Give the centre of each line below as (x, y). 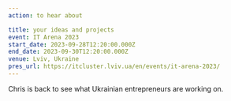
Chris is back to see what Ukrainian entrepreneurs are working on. (116, 88)
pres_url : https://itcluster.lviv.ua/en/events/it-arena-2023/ (114, 67)
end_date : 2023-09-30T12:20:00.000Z (68, 52)
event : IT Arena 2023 (44, 37)
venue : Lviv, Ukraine (44, 59)
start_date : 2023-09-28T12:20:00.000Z (72, 44)
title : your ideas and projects (61, 30)
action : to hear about (45, 15)
